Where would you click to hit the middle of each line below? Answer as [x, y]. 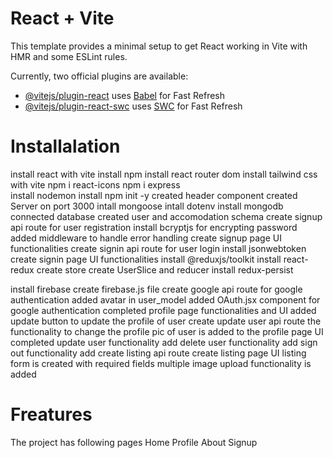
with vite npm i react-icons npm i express [95, 184]
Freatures [51, 414]
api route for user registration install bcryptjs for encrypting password [154, 227]
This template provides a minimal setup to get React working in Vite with [159, 46]
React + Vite [62, 18]
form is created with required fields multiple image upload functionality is [161, 363]
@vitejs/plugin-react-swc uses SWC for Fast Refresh [133, 106]
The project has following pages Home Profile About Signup [134, 442]
